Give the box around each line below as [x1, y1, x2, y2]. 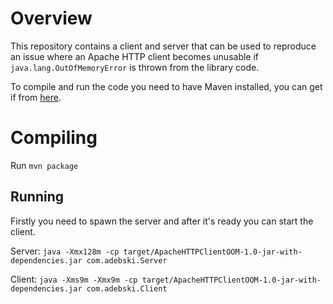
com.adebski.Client [86, 283, 168, 294]
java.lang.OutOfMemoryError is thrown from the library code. [10, 61, 260, 73]
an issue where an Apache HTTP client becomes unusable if [10, 50, 260, 62]
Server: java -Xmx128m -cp [10, 245, 120, 257]
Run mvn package [10, 159, 79, 171]
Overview [10, 7, 93, 30]
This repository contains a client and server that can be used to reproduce [10, 40, 317, 52]
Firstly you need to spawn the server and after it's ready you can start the [10, 215, 314, 227]
